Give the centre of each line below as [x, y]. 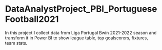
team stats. [16, 43]
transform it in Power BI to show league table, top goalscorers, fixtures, [77, 38]
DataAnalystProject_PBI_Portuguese [81, 9]
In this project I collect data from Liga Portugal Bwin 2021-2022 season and [81, 33]
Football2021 [32, 19]
